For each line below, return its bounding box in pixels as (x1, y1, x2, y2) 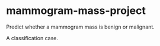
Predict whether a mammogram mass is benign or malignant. (6, 23, 155, 30)
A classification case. (6, 34, 58, 41)
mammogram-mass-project (6, 4, 146, 17)
